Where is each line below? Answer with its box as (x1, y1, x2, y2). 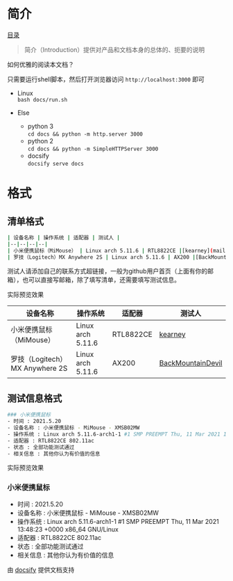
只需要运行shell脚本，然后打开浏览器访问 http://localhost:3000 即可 (7, 74, 205, 83)
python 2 (27, 136, 53, 145)
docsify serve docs (27, 160, 85, 167)
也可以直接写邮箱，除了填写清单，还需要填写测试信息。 (21, 276, 180, 284)
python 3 (27, 122, 54, 130)
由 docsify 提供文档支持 (7, 565, 75, 574)
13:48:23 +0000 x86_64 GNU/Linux (17, 525, 119, 533)
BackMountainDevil (159, 358, 223, 368)
